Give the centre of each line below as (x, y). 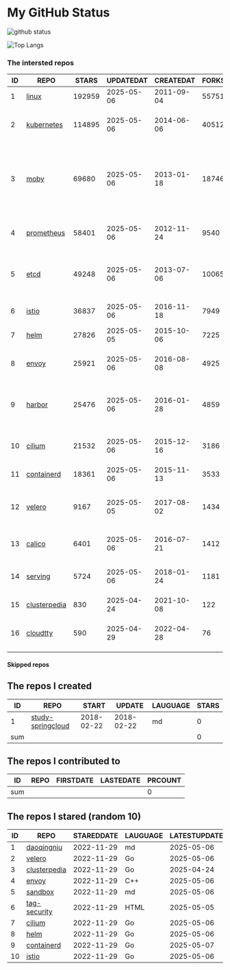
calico (36, 544)
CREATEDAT (175, 80)
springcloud (50, 725)
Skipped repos (28, 664)
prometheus (46, 233)
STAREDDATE (95, 836)
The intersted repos (41, 63)
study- (42, 717)
